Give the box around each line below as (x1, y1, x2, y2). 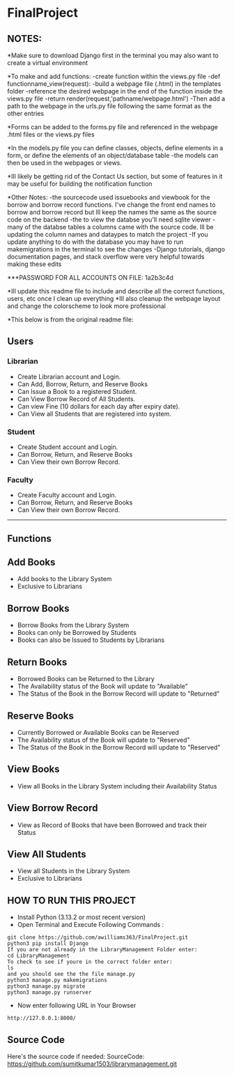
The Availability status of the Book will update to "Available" (17, 682, 188, 691)
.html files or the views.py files (7, 131, 95, 138)
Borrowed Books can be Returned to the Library (17, 675, 155, 683)
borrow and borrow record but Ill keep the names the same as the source (7, 208, 217, 216)
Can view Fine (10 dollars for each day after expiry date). (17, 402, 180, 410)
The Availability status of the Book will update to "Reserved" (17, 736, 190, 744)
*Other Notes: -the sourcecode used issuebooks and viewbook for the (7, 193, 210, 201)
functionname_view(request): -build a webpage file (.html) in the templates (7, 80, 221, 88)
